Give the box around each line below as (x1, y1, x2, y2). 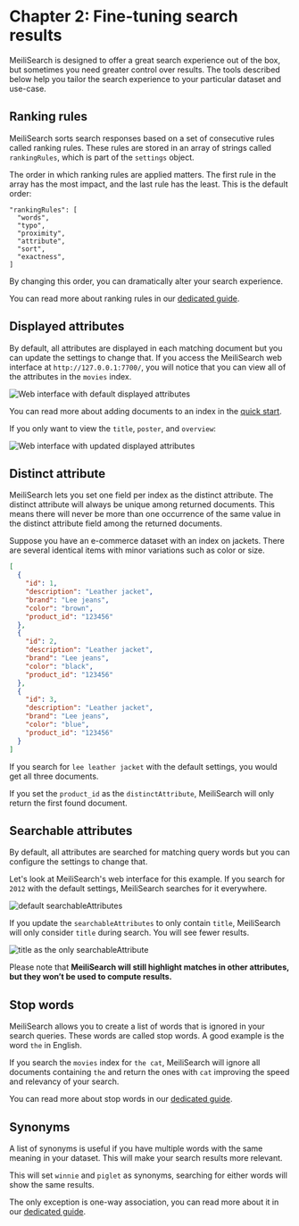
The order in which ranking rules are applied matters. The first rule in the (9, 169, 277, 179)
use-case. (9, 83, 46, 94)
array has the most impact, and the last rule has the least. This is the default (9, 179, 288, 189)
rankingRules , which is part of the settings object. (9, 152, 195, 163)
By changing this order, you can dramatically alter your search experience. (9, 275, 284, 287)
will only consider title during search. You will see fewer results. (9, 927, 250, 938)
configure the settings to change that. (9, 856, 148, 867)
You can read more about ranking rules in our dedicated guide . (9, 293, 240, 304)
